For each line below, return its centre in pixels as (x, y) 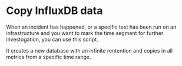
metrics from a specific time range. (49, 57)
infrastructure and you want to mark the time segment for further (85, 33)
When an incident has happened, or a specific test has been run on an (91, 27)
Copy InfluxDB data (54, 11)
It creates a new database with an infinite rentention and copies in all (89, 50)
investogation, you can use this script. (52, 39)
